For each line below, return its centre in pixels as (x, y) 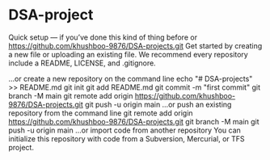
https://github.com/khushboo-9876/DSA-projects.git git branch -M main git (134, 121)
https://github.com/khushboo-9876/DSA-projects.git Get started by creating (135, 45)
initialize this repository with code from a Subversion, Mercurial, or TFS (127, 138)
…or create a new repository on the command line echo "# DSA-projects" (131, 78)
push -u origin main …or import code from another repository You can (124, 130)
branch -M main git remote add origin (71, 95)
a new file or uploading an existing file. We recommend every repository (128, 54)
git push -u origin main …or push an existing (158, 104)
